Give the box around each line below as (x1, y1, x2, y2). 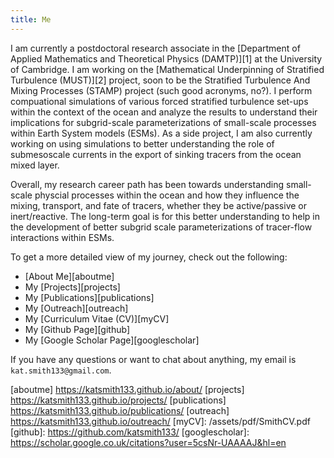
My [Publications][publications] (24, 291, 155, 303)
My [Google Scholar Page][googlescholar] (24, 334, 200, 346)
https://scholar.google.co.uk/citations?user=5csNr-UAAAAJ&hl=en (10, 436, 287, 448)
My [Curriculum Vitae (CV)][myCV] (24, 312, 170, 325)
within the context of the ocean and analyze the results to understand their (10, 106, 318, 118)
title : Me (10, 14, 52, 25)
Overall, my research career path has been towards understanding (10, 178, 285, 190)
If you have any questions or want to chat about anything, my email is (10, 353, 297, 365)
